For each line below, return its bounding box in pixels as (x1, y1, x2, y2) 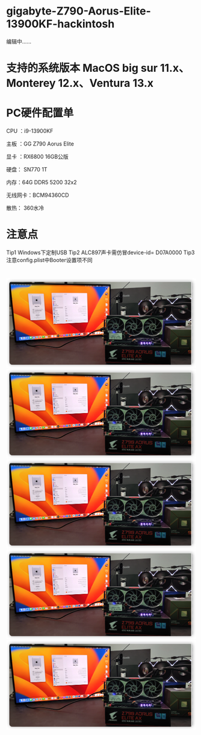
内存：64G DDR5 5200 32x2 (6, 179, 77, 186)
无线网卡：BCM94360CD (6, 191, 69, 199)
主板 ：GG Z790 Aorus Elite (6, 140, 74, 147)
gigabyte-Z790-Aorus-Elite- (6, 4, 152, 18)
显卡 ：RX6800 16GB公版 (6, 153, 69, 161)
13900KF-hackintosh (6, 17, 115, 31)
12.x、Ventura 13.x (58, 77, 154, 90)
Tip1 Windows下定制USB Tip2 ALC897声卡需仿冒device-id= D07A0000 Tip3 (6, 249, 195, 256)
